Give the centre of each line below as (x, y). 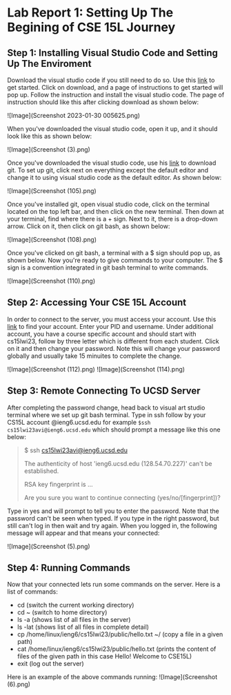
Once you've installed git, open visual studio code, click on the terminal (109, 204)
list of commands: (33, 592)
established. (41, 471)
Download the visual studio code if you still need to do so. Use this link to (111, 80)
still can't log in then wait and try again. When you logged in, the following (112, 525)
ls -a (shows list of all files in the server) (74, 620)
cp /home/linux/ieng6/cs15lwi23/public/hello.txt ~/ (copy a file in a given (120, 634)
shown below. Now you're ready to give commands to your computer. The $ (115, 260)
